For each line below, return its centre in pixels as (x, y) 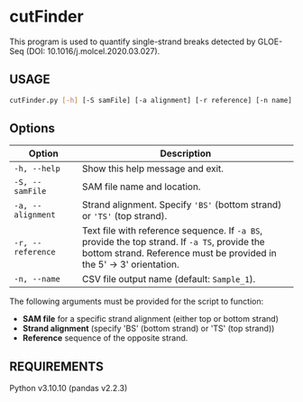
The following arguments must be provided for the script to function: (137, 301)
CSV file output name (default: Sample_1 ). (169, 279)
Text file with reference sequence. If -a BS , (173, 231)
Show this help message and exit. (153, 169)
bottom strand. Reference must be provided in (179, 253)
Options (32, 128)
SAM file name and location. (142, 187)
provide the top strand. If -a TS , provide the (174, 242)
